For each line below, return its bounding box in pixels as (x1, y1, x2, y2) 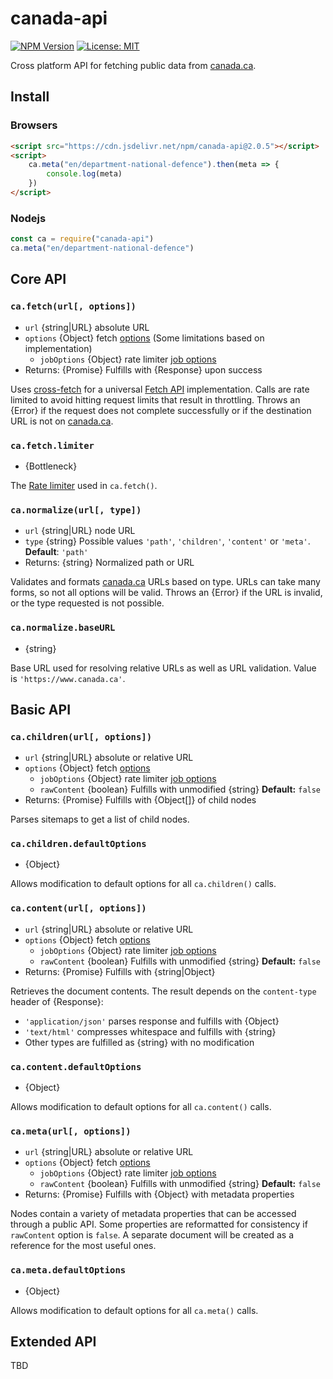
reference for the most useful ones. (10, 1240, 157, 1252)
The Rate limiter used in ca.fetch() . (10, 479, 158, 491)
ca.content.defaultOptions (10, 1061, 142, 1072)
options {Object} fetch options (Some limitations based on (24, 332, 265, 344)
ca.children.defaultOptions (10, 838, 147, 850)
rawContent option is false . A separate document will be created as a (10, 1229, 295, 1241)
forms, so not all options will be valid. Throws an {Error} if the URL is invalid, (10, 587, 323, 599)
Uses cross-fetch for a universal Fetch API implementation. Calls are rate (10, 383, 310, 395)
